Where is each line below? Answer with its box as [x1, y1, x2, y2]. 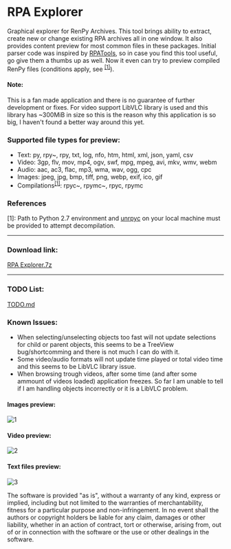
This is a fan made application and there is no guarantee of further [7, 96, 195, 104]
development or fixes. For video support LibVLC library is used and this [7, 103, 208, 111]
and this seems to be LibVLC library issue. [16, 362, 136, 370]
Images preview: [7, 400, 56, 408]
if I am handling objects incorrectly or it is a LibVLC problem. [16, 384, 188, 392]
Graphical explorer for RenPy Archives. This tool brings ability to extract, [7, 27, 212, 35]
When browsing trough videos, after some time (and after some [16, 370, 197, 378]
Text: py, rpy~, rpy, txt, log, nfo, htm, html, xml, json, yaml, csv [16, 151, 194, 159]
